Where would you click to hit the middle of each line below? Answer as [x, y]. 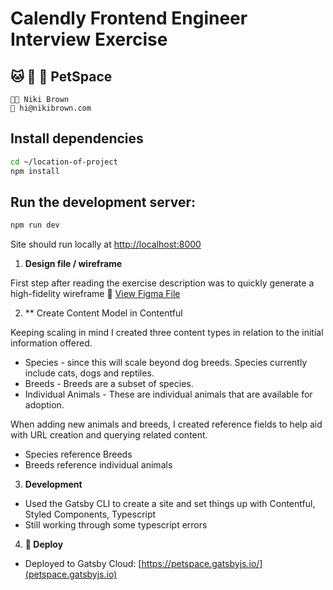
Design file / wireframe [73, 264]
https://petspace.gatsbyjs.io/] [202, 564]
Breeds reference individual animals [98, 465]
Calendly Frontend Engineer [129, 18]
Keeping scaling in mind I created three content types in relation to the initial [167, 333]
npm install [35, 171]
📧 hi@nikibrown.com [51, 108]
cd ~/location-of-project [64, 162]
